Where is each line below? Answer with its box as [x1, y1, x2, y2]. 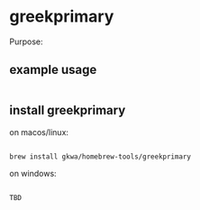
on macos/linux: [9, 126, 69, 137]
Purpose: [9, 36, 43, 47]
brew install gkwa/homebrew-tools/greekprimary [9, 151, 192, 161]
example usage [9, 62, 97, 78]
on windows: [9, 169, 57, 179]
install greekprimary [9, 103, 126, 118]
